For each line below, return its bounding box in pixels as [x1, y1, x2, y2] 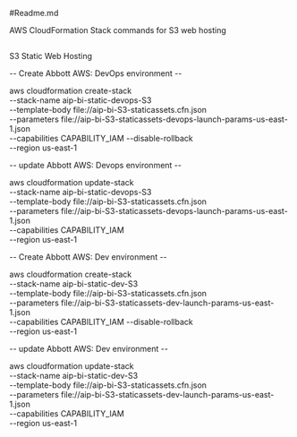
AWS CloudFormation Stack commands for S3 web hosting [9, 25, 226, 35]
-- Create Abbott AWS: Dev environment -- [9, 252, 167, 262]
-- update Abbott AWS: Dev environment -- [9, 344, 168, 355]
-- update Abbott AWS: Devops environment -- [9, 160, 182, 171]
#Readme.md [9, 8, 59, 18]
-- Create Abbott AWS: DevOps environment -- [9, 68, 182, 79]
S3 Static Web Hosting [9, 51, 92, 62]
